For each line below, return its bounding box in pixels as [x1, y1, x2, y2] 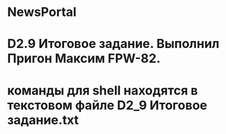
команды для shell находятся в [7, 83, 198, 98]
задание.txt [7, 112, 79, 128]
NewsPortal [7, 4, 77, 20]
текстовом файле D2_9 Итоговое [7, 97, 208, 113]
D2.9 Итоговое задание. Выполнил [7, 36, 220, 52]
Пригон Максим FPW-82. [7, 51, 161, 67]
